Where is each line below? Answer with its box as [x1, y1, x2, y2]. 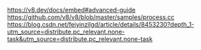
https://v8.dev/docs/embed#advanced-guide [7, 6, 136, 14]
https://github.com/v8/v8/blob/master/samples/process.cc [7, 13, 175, 21]
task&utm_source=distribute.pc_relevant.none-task [7, 35, 153, 43]
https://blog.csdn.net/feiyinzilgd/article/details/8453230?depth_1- [7, 21, 195, 28]
